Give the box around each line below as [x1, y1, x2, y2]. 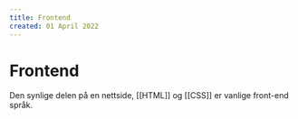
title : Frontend [9, 13, 71, 23]
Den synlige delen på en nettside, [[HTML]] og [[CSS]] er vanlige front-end [9, 90, 290, 101]
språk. [9, 100, 34, 111]
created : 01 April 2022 [9, 22, 100, 31]
